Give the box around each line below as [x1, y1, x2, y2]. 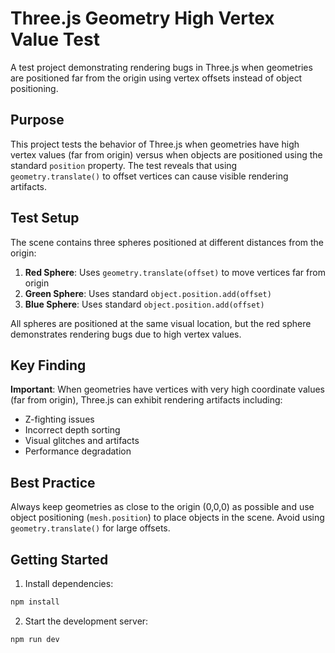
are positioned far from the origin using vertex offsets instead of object [10, 72, 303, 84]
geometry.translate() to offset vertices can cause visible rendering [10, 170, 289, 182]
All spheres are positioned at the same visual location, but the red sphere [10, 317, 312, 329]
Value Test [10, 28, 100, 51]
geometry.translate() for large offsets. [10, 522, 171, 534]
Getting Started [10, 551, 109, 568]
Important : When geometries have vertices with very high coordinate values [10, 383, 325, 396]
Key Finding [10, 357, 87, 374]
